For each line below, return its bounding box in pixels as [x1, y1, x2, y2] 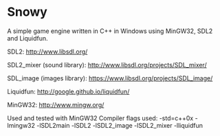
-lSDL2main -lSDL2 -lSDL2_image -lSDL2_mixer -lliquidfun [36, 121, 203, 129]
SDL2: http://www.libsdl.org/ [7, 47, 88, 56]
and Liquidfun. [7, 34, 48, 42]
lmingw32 [7, 121, 36, 129]
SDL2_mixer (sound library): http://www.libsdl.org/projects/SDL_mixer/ [7, 60, 208, 69]
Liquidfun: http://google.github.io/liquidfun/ [7, 87, 130, 95]
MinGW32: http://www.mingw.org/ [7, 100, 104, 109]
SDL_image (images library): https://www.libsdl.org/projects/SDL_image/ [7, 73, 213, 82]
